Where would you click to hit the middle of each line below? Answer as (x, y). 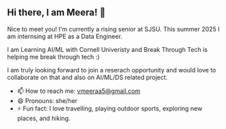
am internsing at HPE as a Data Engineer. (65, 36)
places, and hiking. (43, 118)
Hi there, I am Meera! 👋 (56, 13)
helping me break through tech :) (53, 57)
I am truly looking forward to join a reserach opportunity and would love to (112, 70)
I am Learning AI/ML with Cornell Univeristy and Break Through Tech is (107, 49)
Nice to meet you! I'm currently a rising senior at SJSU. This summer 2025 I (114, 29)
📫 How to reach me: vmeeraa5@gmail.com (78, 91)
